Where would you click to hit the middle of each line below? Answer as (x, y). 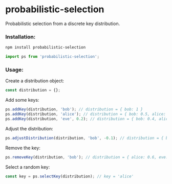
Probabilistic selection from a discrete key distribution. (63, 24)
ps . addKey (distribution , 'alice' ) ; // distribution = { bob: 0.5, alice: (86, 114)
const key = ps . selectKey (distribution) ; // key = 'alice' (70, 176)
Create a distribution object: (35, 81)
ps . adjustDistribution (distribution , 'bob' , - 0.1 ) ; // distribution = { (84, 138)
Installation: (20, 37)
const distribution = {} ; (33, 90)
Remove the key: (23, 148)
